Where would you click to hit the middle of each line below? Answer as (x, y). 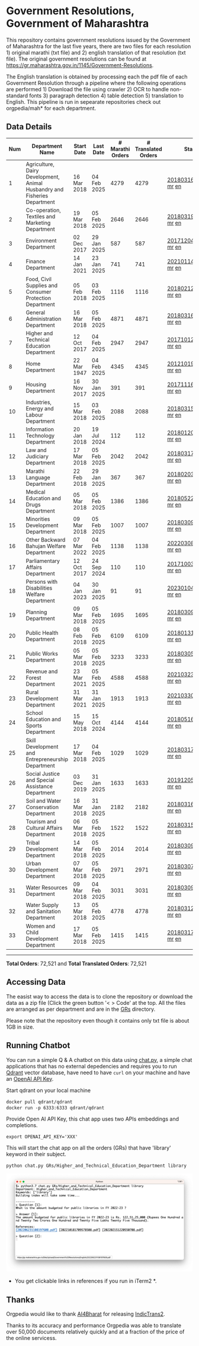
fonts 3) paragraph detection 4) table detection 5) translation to (107, 96)
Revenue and (42, 671)
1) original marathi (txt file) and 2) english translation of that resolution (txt (96, 52)
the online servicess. (32, 1338)
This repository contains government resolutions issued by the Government (98, 40)
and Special (40, 780)
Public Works (42, 653)
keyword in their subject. (36, 1154)
